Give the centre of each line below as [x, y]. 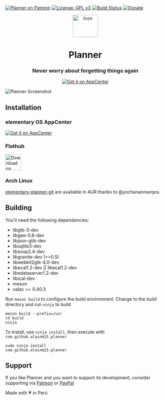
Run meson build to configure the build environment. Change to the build [81, 299]
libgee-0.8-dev [28, 235]
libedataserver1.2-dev [36, 273]
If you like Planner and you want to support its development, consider [78, 378]
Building [19, 208]
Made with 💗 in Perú [26, 393]
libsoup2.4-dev [29, 251]
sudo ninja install [26, 346]
